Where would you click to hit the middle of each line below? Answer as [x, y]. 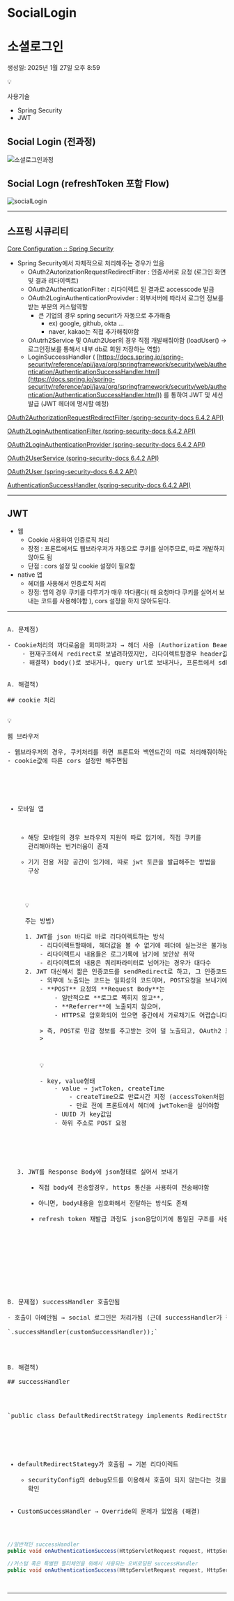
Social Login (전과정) [52, 141]
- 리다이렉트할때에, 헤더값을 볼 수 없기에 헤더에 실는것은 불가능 [134, 945]
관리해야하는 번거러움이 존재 [68, 847]
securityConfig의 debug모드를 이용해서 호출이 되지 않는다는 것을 [127, 1480]
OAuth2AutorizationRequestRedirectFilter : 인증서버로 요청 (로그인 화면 [127, 272]
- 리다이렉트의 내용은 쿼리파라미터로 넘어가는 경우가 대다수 [125, 963]
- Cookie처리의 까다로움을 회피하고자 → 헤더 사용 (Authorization [108, 645]
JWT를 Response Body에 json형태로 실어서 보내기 [103, 1172]
